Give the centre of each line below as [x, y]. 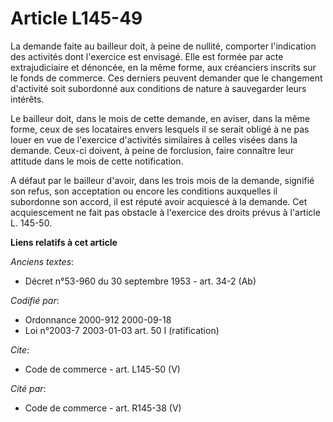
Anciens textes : [42, 261]
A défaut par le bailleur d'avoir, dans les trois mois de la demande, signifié [162, 180]
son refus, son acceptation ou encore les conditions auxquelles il [144, 191]
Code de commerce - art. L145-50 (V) [102, 369]
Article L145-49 [76, 18]
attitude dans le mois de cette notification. [97, 161]
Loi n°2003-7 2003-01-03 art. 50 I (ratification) [122, 330]
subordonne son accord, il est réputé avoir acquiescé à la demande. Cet [159, 201]
